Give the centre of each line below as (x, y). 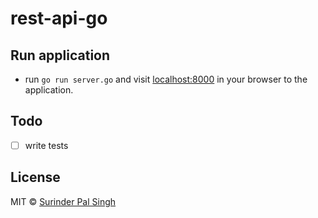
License (35, 177)
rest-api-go (59, 18)
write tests (46, 145)
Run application (60, 55)
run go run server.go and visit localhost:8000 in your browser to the (166, 79)
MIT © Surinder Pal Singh (63, 201)
